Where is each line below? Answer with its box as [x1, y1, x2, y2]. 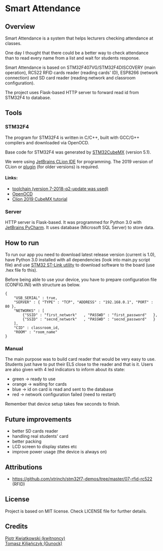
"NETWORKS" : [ [14, 308, 45, 313]
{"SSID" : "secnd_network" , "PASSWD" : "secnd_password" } [22, 317, 156, 322]
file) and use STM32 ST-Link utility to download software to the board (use [5, 262, 155, 268]
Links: [5, 175, 18, 181]
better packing [12, 438, 42, 444]
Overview [5, 22, 36, 31]
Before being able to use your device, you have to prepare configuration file [5, 276, 157, 282]
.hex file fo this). [5, 267, 37, 273]
